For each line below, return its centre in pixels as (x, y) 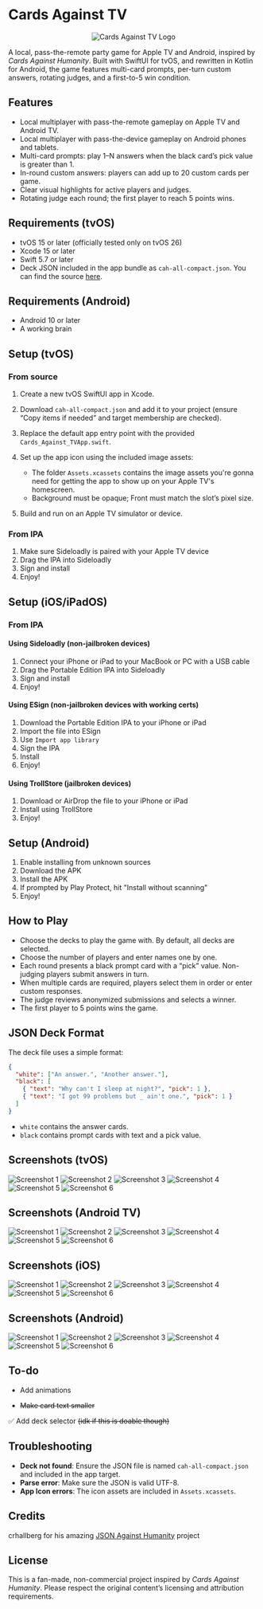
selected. (35, 948)
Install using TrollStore (56, 810)
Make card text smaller (57, 1405)
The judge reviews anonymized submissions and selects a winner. (128, 999)
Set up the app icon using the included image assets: (106, 457)
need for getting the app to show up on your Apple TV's (123, 481)
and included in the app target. (70, 1474)
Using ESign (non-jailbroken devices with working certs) (104, 705)
